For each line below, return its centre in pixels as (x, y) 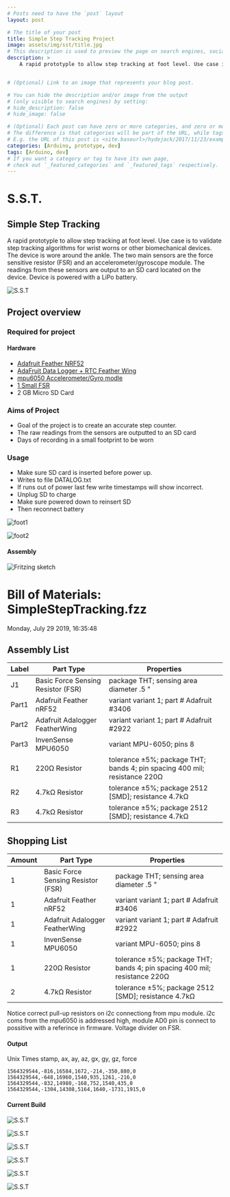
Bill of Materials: (54, 594)
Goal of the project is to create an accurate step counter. (97, 425)
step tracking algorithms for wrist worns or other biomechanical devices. (110, 248)
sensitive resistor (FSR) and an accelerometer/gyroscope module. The (106, 262)
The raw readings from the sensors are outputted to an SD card (106, 433)
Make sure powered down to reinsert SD (74, 502)
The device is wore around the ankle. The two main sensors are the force (110, 256)
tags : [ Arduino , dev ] (38, 152)
